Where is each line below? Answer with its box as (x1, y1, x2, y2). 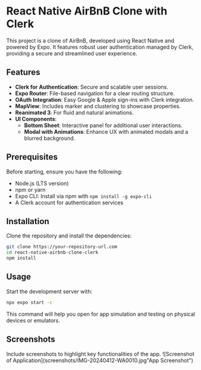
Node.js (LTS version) (14, 180, 69, 187)
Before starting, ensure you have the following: (6, 168, 123, 175)
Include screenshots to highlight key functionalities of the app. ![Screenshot (6, 350, 195, 357)
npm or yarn (14, 186, 46, 193)
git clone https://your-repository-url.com (6, 244, 118, 250)
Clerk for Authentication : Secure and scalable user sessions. (14, 83, 168, 90)
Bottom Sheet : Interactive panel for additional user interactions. (24, 122, 183, 129)
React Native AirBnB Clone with (6, 4, 168, 18)
